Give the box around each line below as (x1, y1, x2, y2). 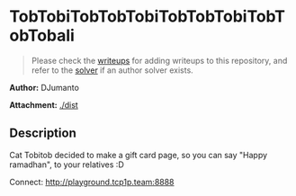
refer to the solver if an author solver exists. (31, 65, 193, 76)
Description (9, 126, 76, 141)
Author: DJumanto (9, 82, 79, 93)
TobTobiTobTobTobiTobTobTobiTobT (9, 6, 286, 27)
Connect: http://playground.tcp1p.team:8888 (9, 176, 175, 187)
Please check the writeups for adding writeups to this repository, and (31, 55, 288, 66)
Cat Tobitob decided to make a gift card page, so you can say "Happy (9, 149, 268, 160)
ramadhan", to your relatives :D (9, 159, 124, 170)
